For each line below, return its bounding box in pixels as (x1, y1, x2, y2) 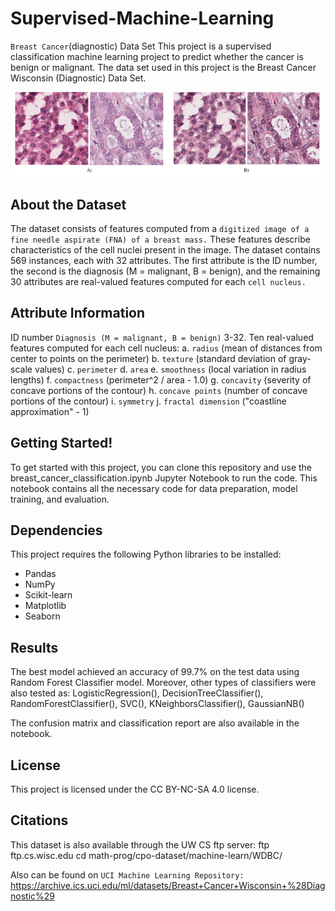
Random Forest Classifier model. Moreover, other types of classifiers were (10, 677, 317, 689)
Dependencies (10, 522, 103, 539)
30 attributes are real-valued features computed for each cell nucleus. (10, 275, 307, 287)
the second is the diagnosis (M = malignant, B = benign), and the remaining (10, 265, 321, 277)
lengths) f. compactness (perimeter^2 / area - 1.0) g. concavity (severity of (10, 373, 312, 386)
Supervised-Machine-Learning (10, 7, 275, 30)
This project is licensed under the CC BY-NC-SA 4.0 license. (10, 783, 260, 795)
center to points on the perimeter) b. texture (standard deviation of (10, 352, 287, 364)
